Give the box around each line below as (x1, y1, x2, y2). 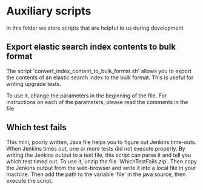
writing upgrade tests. (6, 80, 62, 87)
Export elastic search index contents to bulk (6, 42, 176, 52)
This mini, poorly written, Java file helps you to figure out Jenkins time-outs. (6, 138, 197, 146)
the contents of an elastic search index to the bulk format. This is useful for (6, 74, 194, 81)
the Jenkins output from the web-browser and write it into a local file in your (6, 164, 196, 171)
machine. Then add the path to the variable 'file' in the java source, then (6, 171, 186, 178)
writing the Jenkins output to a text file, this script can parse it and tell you (6, 151, 191, 159)
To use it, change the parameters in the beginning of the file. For (6, 92, 167, 99)
